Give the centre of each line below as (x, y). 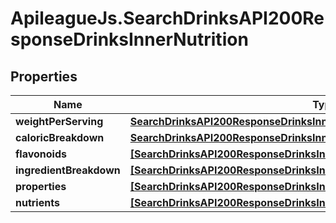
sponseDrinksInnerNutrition (129, 39)
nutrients (37, 202)
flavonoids (41, 154)
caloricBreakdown (60, 137)
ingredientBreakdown (68, 170)
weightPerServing (59, 121)
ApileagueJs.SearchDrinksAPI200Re (167, 18)
